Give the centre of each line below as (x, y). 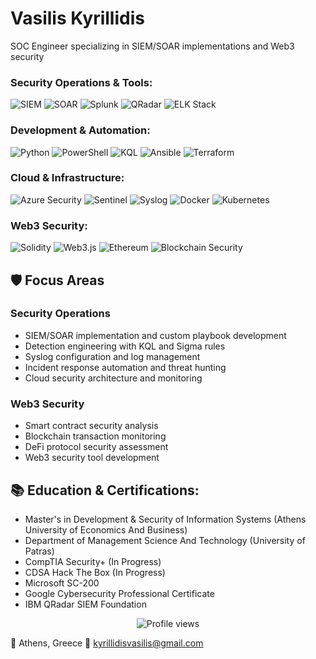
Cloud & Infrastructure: (67, 178)
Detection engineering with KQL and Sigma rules (125, 346)
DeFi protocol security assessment (96, 447)
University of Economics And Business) (106, 529)
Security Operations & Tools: (81, 82)
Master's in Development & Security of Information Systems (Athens (165, 519)
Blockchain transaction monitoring (95, 436)
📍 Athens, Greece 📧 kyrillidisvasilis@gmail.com (107, 643)
